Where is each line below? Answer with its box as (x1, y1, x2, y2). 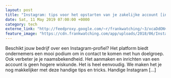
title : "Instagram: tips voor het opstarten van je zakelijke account (5, 12, 158, 17)
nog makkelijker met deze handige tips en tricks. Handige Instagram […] (5, 67, 156, 73)
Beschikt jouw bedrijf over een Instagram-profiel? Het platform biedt (5, 45, 149, 51)
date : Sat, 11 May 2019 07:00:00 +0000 (5, 17, 90, 22)
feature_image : (5, 31, 38, 36)
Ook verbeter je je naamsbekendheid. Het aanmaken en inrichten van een (5, 56, 159, 62)
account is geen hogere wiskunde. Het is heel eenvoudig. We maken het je (5, 62, 162, 67)
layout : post (5, 7, 33, 13)
